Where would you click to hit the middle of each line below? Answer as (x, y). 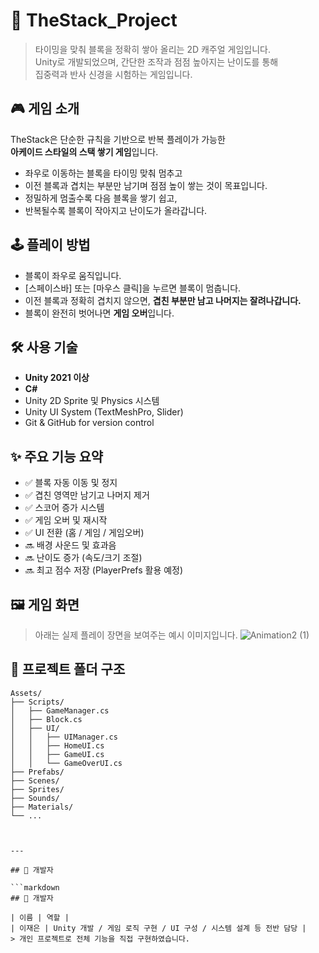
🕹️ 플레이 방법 (50, 245)
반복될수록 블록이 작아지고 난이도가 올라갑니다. (116, 210)
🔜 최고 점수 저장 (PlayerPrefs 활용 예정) (104, 570)
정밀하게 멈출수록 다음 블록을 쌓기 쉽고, (101, 198)
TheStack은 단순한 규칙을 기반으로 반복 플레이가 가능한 (118, 139)
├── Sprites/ (37, 789)
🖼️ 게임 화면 (45, 604)
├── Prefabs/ (37, 772)
